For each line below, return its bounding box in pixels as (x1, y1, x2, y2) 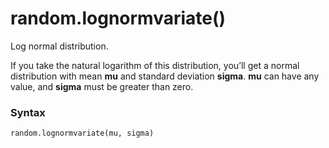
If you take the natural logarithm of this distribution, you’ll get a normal (10, 59, 300, 71)
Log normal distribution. (10, 40, 109, 52)
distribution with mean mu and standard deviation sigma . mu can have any (10, 70, 320, 82)
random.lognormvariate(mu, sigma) (10, 128, 155, 139)
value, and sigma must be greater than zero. (10, 80, 194, 92)
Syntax (10, 105, 46, 119)
